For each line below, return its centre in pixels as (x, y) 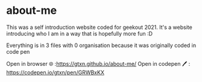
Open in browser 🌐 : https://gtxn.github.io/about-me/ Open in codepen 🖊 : (98, 63)
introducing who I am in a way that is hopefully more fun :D (79, 33)
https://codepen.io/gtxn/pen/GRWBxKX (55, 72)
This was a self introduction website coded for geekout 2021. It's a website (99, 27)
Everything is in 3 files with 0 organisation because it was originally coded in (101, 45)
